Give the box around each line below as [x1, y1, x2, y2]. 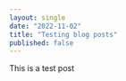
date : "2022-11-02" [9, 22, 82, 31]
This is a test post [9, 63, 74, 74]
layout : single [9, 13, 66, 22]
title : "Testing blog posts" [9, 30, 118, 39]
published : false [9, 38, 74, 48]
